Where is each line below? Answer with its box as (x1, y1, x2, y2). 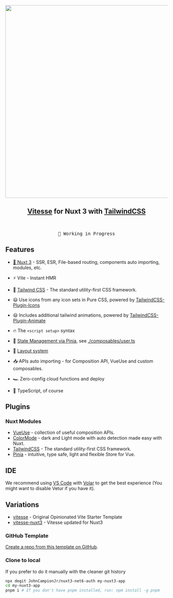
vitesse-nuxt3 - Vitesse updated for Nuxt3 (12, 519, 103, 525)
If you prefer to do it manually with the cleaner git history (5, 568, 126, 574)
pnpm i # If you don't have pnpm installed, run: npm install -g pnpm (5, 588, 160, 593)
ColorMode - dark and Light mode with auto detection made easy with (12, 435, 162, 441)
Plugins (5, 403, 30, 411)
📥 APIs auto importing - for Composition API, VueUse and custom (12, 358, 153, 364)
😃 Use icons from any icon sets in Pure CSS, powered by (12, 296, 135, 303)
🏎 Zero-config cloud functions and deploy (12, 375, 105, 382)
